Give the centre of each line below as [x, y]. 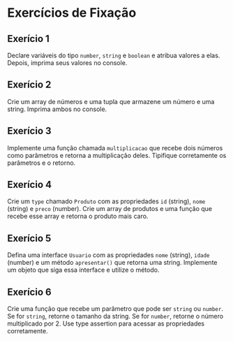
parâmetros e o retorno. [42, 163]
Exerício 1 [29, 39]
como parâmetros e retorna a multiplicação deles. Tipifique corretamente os [117, 155]
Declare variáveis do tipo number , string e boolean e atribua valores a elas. [114, 55]
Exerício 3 [29, 131]
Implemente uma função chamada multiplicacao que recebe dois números [115, 147]
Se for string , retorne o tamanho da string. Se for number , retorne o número [115, 317]
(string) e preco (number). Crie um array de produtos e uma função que [110, 209]
